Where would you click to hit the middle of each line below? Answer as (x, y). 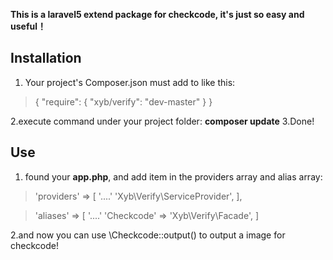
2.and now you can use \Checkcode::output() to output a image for (148, 235)
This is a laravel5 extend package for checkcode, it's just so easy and (157, 14)
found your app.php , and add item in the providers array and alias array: (173, 176)
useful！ (28, 26)
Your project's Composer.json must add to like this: (130, 82)
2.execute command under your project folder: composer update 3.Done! (162, 121)
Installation (46, 58)
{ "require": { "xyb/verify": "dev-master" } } (123, 101)
